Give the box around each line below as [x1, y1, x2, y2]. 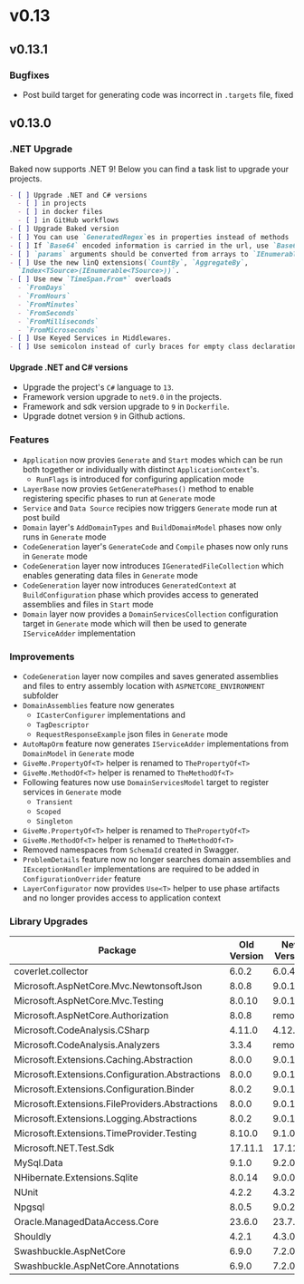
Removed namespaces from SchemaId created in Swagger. [22, 844, 240, 855]
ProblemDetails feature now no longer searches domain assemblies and [22, 853, 291, 864]
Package [98, 944, 137, 957]
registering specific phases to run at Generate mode [22, 492, 215, 503]
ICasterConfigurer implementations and [35, 709, 185, 720]
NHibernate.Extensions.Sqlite [14, 1172, 138, 1184]
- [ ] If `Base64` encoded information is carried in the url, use [9, 241, 270, 250]
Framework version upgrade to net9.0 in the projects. [22, 392, 222, 403]
